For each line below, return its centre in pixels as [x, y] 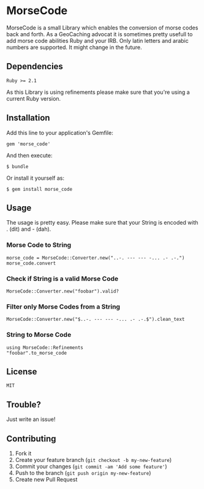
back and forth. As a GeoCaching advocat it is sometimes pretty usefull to [100, 34]
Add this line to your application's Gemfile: [60, 133]
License [22, 372]
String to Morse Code [39, 335]
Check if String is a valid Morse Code [62, 279]
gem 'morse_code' [28, 144]
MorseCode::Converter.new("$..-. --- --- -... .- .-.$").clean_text [96, 320]
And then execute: [29, 155]
